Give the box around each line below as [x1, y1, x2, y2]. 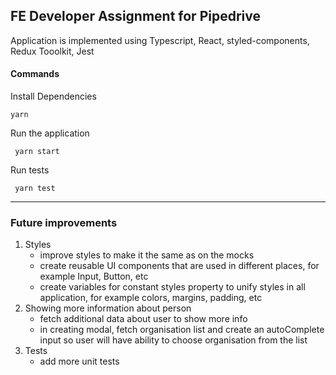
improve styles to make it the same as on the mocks [39, 249, 255, 261]
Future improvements [10, 215, 118, 229]
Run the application [10, 127, 90, 139]
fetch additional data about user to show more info [39, 313, 248, 325]
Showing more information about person [24, 302, 192, 314]
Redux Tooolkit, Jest [10, 45, 95, 57]
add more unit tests [39, 355, 120, 368]
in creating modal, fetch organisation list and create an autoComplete [39, 324, 325, 336]
